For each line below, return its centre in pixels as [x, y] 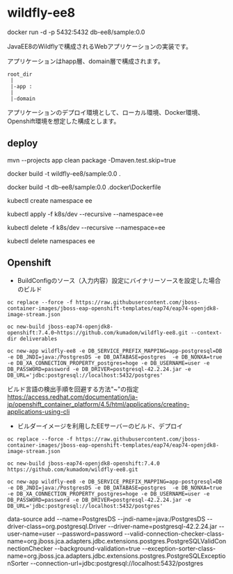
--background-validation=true [97, 548]
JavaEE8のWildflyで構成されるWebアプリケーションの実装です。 [100, 46]
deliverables [39, 338]
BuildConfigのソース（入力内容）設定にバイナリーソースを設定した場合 [119, 280]
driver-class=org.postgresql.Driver [57, 526]
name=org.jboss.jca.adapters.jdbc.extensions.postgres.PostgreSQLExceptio [116, 556]
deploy [23, 143]
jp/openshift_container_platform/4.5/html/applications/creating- [98, 404]
